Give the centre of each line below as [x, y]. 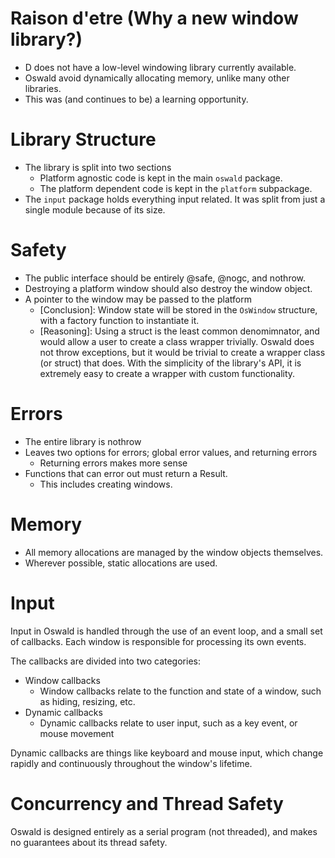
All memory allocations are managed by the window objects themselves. [174, 552]
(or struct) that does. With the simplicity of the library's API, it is [170, 363]
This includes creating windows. [106, 484]
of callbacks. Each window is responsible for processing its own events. [158, 641]
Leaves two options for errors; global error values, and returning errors [171, 452]
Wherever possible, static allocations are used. [121, 563]
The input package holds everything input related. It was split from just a [175, 199]
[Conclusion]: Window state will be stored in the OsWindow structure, [178, 309]
